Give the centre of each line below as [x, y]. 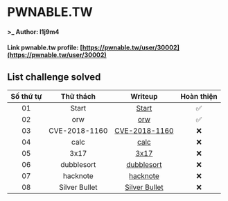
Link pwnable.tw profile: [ [45, 48]
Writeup [144, 97]
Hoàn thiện [199, 97]
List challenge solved [54, 77]
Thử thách [78, 97]
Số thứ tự [26, 97]
